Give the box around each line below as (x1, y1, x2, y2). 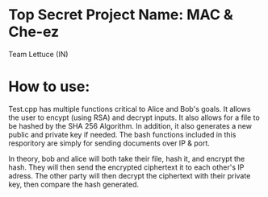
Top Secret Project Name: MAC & (8, 6, 234, 24)
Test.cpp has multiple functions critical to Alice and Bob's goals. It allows (8, 104, 251, 113)
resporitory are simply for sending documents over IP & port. (8, 138, 210, 148)
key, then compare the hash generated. (8, 179, 140, 189)
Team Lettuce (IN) (8, 49, 69, 59)
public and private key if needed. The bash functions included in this (8, 129, 237, 139)
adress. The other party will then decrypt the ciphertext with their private (8, 170, 251, 180)
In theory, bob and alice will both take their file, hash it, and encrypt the (8, 154, 245, 163)
